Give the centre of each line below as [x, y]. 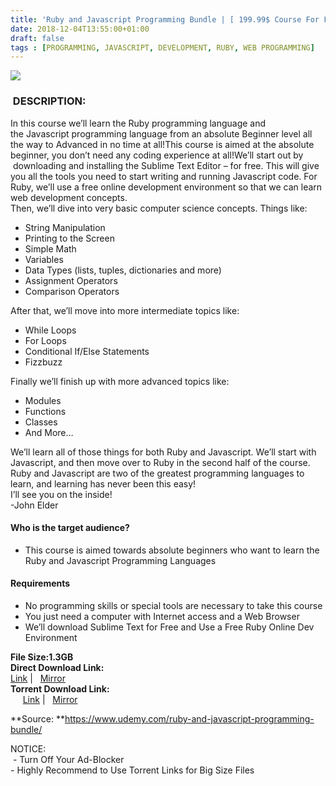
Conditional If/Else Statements [87, 351]
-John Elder [34, 505]
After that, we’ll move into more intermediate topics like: [125, 310]
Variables [44, 259]
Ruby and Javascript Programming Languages [120, 560]
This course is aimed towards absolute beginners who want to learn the [172, 550]
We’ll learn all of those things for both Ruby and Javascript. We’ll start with [163, 452]
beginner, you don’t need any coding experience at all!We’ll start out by [157, 155]
